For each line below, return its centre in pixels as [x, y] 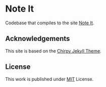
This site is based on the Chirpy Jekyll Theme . [54, 51]
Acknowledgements [38, 39]
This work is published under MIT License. [49, 79]
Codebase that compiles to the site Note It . [50, 23]
